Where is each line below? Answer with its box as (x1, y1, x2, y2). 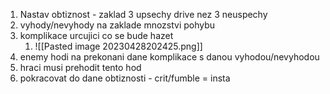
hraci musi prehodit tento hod (19, 62, 142, 73)
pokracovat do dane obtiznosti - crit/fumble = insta (19, 72, 231, 84)
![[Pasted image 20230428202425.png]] (34, 40, 203, 52)
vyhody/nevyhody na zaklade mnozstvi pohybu (19, 19, 216, 31)
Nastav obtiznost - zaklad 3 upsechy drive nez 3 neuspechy (19, 9, 268, 20)
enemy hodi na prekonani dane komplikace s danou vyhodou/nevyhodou (19, 51, 320, 63)
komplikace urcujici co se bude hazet (19, 30, 174, 41)
